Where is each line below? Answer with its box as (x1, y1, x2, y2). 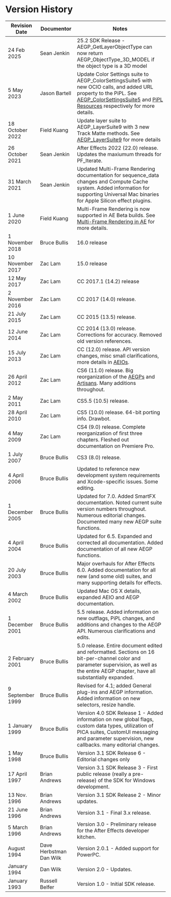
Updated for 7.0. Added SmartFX (77, 492, 156, 499)
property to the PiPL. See (77, 89, 137, 97)
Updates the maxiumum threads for (77, 151, 162, 158)
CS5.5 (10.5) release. (77, 397, 129, 404)
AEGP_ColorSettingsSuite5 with (77, 77, 153, 84)
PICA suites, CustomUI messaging (77, 728, 159, 735)
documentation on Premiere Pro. (77, 442, 154, 450)
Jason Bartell (40, 89, 71, 97)
